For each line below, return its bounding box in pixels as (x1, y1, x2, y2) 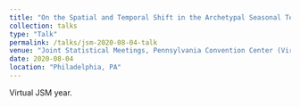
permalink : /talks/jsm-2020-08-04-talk (9, 37, 158, 47)
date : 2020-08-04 (9, 54, 74, 63)
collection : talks (9, 21, 78, 30)
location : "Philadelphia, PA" (9, 63, 122, 72)
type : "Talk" (9, 29, 58, 38)
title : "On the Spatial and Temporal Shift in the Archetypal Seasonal (9, 12, 281, 22)
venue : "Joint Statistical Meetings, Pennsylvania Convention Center (9, 46, 274, 55)
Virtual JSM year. (9, 86, 73, 98)
